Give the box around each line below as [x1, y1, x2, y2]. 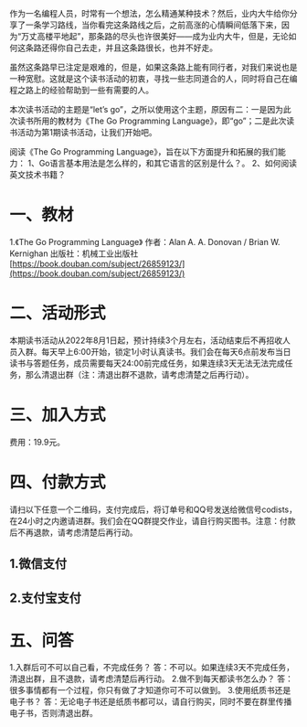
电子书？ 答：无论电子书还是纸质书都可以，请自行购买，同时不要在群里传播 [9, 696, 292, 707]
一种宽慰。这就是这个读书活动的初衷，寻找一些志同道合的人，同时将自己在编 [9, 73, 298, 84]
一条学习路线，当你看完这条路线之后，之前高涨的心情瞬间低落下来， [25, 19, 281, 30]
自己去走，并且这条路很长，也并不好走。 [65, 42, 217, 53]
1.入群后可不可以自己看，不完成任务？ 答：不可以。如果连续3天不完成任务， [9, 662, 295, 673]
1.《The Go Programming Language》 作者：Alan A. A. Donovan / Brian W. [9, 236, 281, 247]
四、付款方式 [9, 472, 107, 492]
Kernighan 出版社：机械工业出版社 [9, 248, 139, 259]
